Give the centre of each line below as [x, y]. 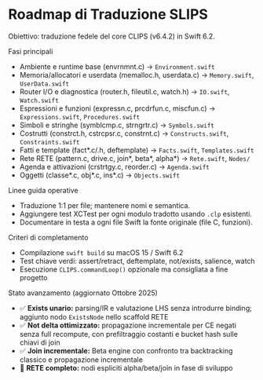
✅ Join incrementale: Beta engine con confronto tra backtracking [126, 350]
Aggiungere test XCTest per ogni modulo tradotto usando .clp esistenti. [136, 214]
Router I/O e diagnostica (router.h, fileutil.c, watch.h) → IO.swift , [124, 91]
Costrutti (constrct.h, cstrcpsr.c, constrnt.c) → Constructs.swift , [124, 133]
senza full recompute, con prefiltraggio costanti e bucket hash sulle [128, 334]
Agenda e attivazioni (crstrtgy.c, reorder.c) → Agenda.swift [114, 166]
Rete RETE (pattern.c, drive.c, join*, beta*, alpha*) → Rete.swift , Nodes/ [135, 158]
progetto [33, 277]
